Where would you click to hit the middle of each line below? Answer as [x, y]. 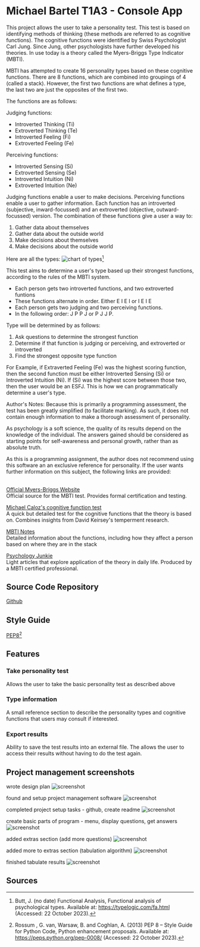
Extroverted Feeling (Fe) [44, 143]
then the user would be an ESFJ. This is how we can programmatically [92, 386]
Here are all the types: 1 [55, 258]
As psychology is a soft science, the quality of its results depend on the [94, 428]
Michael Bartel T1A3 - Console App [94, 11]
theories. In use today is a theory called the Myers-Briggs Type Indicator [95, 52]
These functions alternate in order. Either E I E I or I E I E [83, 301]
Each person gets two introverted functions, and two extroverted [94, 288]
